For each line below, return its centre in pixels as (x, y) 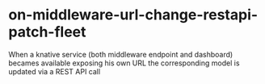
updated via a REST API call (55, 71)
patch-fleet (47, 32)
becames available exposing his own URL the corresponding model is (124, 63)
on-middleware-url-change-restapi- (133, 15)
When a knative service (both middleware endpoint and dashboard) (121, 54)
